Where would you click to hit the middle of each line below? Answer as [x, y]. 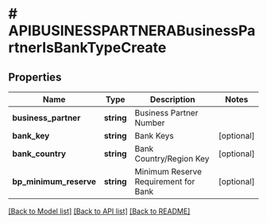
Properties [35, 77]
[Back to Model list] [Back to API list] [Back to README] [99, 211]
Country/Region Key [172, 158]
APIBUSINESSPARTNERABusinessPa [132, 31]
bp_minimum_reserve [54, 182]
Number [150, 123]
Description [172, 99]
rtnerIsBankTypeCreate [87, 48]
